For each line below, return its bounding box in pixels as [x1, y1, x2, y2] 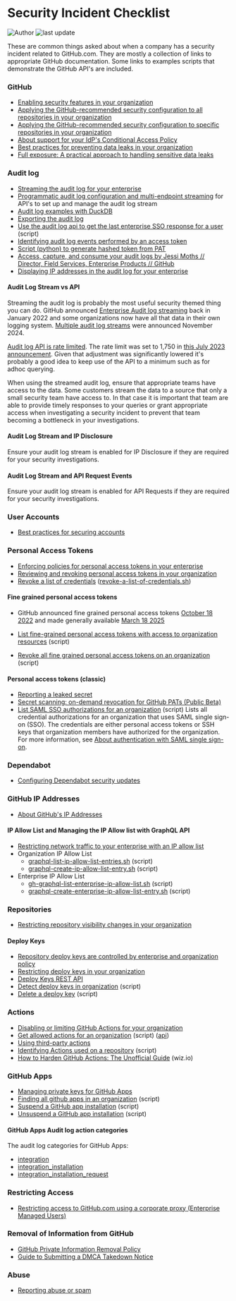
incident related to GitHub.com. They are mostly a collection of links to [7, 49, 212, 58]
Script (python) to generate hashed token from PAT [17, 244, 166, 253]
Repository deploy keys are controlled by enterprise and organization [17, 952, 218, 961]
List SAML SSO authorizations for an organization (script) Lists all [17, 706, 208, 714]
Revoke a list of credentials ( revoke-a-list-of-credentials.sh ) [17, 576, 192, 585]
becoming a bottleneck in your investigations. [7, 416, 139, 424]
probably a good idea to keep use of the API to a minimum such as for [7, 357, 210, 365]
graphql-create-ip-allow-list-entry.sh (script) [27, 864, 159, 873]
